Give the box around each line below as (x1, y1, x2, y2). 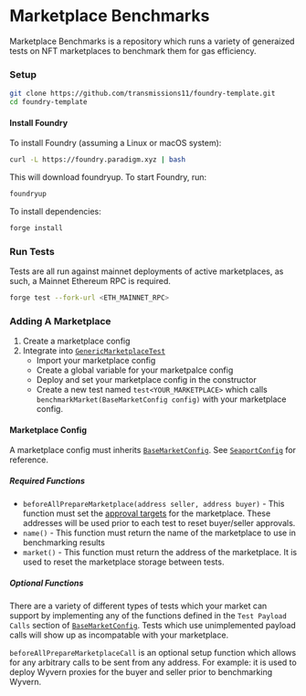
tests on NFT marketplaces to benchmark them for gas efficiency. (9, 45, 258, 56)
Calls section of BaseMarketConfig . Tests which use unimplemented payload (9, 620, 297, 631)
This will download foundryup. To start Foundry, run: (9, 172, 207, 183)
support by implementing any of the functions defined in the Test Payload (9, 610, 288, 621)
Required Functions (9, 476, 85, 487)
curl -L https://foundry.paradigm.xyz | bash (9, 155, 185, 164)
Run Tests (9, 245, 55, 258)
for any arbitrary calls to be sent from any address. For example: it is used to (9, 657, 297, 668)
